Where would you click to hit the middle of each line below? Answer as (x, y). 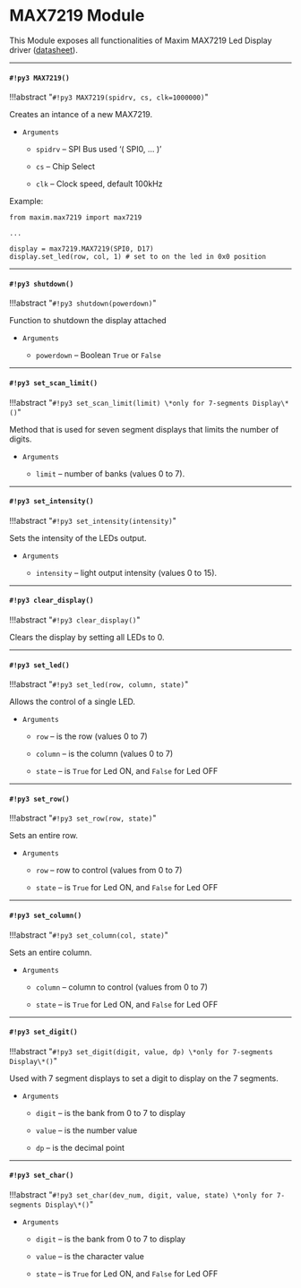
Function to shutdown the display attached (88, 321)
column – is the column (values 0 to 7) (104, 754)
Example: (26, 202)
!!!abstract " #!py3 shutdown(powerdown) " (83, 303)
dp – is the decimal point (80, 1147)
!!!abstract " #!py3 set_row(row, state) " (83, 818)
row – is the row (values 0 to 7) (91, 736)
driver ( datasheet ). (43, 49)
